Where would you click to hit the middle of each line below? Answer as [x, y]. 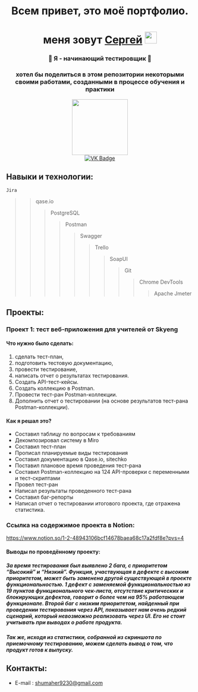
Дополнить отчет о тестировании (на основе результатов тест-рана [101, 401]
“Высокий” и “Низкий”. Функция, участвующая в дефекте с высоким [98, 571]
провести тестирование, [46, 369]
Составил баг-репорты [44, 497]
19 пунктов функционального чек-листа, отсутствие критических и [95, 590]
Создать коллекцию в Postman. [55, 388]
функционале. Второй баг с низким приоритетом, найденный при [93, 603]
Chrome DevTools [161, 282]
